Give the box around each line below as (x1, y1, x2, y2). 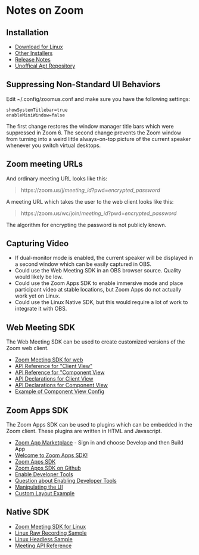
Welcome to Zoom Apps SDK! (14, 452, 88, 459)
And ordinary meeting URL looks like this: (6, 174, 108, 182)
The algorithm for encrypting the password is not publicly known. (6, 221, 167, 228)
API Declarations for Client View (14, 375, 94, 382)
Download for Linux (14, 43, 63, 50)
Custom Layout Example (14, 490, 75, 497)
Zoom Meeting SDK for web (14, 356, 83, 363)
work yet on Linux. (14, 292, 61, 299)
